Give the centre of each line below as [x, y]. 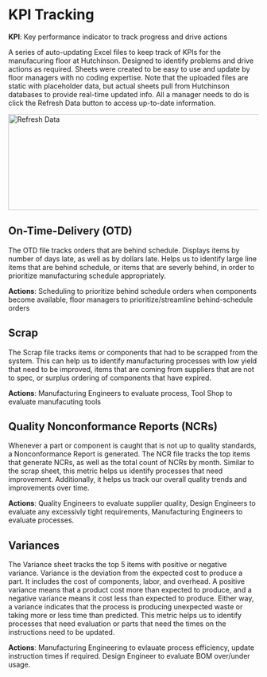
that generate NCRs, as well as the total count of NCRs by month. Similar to [131, 463]
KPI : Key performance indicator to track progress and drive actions [118, 37]
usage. [19, 665]
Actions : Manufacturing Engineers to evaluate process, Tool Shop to [120, 393]
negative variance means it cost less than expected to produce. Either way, [131, 598]
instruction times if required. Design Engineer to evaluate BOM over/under [129, 656]
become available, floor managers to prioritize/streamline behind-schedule [131, 299]
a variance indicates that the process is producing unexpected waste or [126, 607]
